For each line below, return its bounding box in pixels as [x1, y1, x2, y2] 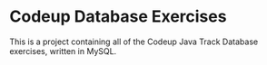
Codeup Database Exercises [9, 6, 227, 27]
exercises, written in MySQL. [9, 45, 117, 56]
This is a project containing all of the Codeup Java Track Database [9, 36, 259, 47]
